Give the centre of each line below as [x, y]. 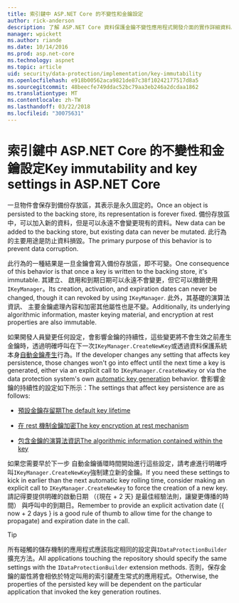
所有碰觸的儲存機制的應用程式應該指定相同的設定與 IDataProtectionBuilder [117, 549]
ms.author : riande [34, 41]
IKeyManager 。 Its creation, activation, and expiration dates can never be [112, 289]
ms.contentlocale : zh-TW [44, 100]
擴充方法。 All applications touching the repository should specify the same [117, 558]
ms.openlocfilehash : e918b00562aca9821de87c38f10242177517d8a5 [103, 80]
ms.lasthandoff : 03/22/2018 [49, 107]
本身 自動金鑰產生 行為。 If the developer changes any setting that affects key [119, 354]
